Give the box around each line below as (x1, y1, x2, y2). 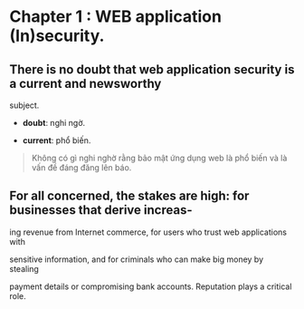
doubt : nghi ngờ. (22, 118, 86, 128)
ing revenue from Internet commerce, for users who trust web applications (9, 227, 288, 237)
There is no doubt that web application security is (9, 62, 295, 77)
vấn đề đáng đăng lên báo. (31, 162, 132, 173)
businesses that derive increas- (9, 202, 193, 218)
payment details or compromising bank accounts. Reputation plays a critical (9, 281, 292, 292)
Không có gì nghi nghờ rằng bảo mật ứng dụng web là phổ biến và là (31, 152, 288, 163)
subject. (9, 100, 40, 111)
